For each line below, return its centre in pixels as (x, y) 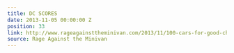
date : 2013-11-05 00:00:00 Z (49, 20)
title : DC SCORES (32, 13)
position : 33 (26, 26)
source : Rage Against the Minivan (57, 39)
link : (15, 33)
